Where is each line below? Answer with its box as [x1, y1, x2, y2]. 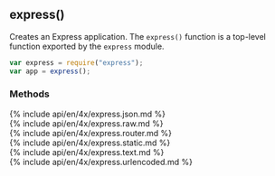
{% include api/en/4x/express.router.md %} [9, 127, 173, 138]
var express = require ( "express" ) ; [9, 58, 144, 67]
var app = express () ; [9, 67, 91, 76]
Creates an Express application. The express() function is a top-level [9, 31, 267, 42]
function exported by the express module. [9, 41, 165, 51]
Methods [9, 88, 50, 100]
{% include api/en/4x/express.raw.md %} [9, 117, 164, 129]
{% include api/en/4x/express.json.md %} [9, 108, 166, 119]
